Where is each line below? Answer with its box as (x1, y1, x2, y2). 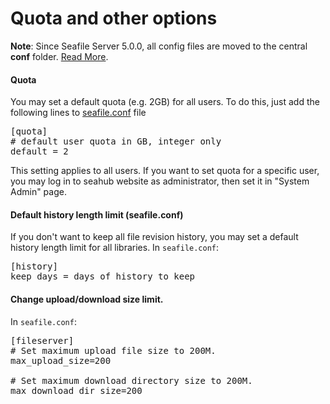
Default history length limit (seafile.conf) (10, 208, 184, 221)
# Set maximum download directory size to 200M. (10, 375, 253, 386)
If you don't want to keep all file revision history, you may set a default (10, 231, 299, 243)
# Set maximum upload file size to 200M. (10, 345, 217, 356)
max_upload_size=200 (10, 355, 112, 366)
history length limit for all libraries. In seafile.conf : (10, 242, 220, 254)
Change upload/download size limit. (10, 293, 164, 305)
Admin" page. (10, 186, 67, 198)
